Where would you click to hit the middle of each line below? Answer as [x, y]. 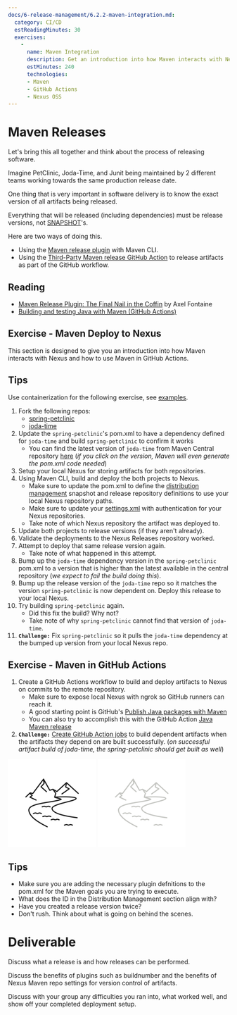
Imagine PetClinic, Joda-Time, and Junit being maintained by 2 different [112, 173]
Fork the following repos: [54, 411]
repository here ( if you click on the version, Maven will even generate [129, 456]
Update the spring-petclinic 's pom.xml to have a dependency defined [121, 433]
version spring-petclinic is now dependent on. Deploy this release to [119, 590]
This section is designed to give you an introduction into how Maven [107, 350]
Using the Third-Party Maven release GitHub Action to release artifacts [121, 258]
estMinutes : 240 [50, 67]
